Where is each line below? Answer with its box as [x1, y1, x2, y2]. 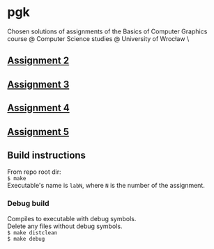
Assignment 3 [7, 78, 70, 90]
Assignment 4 [7, 102, 70, 114]
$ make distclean [7, 229, 58, 236]
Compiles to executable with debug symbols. [7, 214, 137, 223]
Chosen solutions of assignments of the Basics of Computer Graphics [7, 27, 208, 35]
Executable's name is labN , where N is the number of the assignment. [7, 182, 206, 190]
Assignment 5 [7, 126, 70, 138]
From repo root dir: [7, 168, 61, 176]
